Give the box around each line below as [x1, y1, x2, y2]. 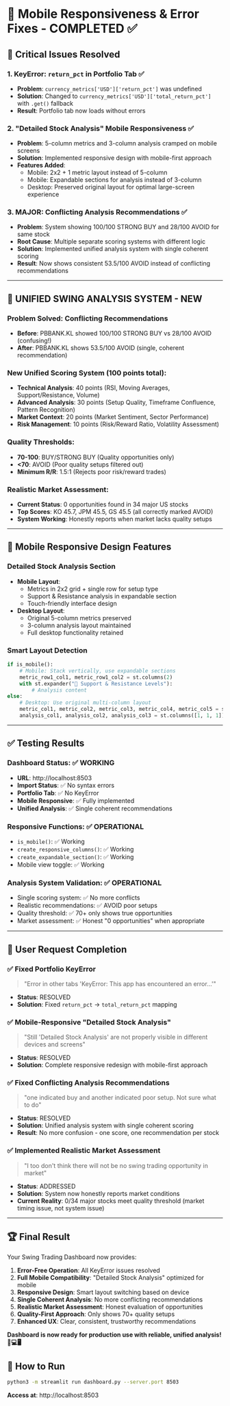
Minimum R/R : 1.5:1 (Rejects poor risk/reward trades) [16, 467, 166, 476]
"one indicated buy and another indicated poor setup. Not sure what [23, 1094, 217, 1102]
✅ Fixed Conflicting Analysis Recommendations [7, 1078, 170, 1088]
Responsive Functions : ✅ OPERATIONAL [7, 821, 144, 831]
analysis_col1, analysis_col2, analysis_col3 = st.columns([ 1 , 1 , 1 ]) [19, 712, 225, 719]
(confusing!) [16, 336, 52, 345]
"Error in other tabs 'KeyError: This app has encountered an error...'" [23, 979, 217, 987]
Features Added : [16, 161, 66, 169]
